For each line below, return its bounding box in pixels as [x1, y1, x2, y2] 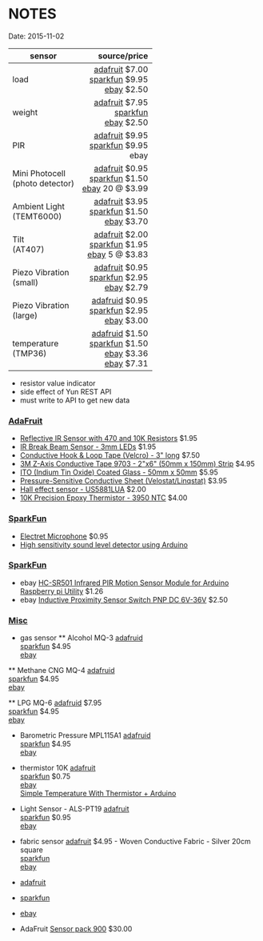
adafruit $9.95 [94, 130, 149, 141]
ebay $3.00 [104, 314, 149, 326]
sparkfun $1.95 [89, 238, 149, 250]
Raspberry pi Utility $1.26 [19, 586, 104, 596]
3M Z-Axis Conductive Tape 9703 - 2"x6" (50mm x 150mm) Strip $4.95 [19, 459, 256, 469]
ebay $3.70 [104, 215, 149, 226]
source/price [98, 50, 149, 61]
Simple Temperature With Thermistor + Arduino [19, 789, 177, 799]
